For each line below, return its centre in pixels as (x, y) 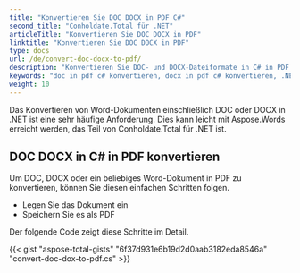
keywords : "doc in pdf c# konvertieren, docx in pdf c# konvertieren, (143, 76)
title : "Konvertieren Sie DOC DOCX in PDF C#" (97, 17)
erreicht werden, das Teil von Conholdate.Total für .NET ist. (118, 128)
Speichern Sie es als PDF (68, 215)
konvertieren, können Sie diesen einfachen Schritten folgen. (120, 188)
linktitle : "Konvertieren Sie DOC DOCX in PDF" (100, 43)
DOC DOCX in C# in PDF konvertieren (115, 157)
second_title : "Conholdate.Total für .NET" (92, 26)
